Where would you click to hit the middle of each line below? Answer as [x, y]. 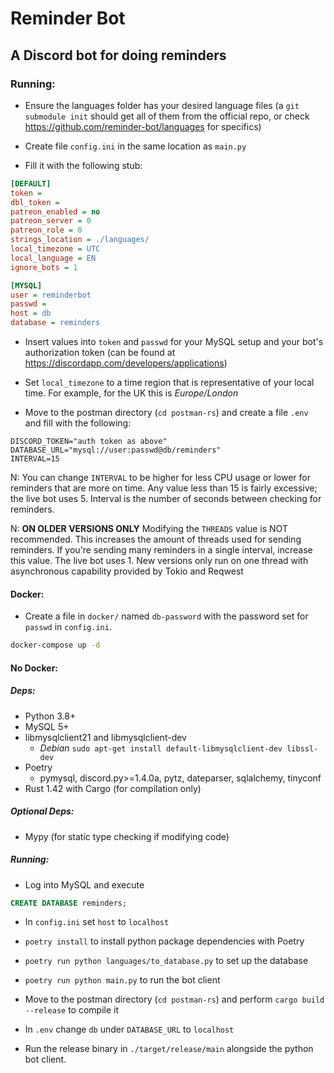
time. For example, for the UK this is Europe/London [131, 393]
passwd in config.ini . [68, 627]
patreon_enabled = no [55, 212]
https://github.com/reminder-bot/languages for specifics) [143, 126]
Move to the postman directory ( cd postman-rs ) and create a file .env [166, 412]
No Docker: [34, 668]
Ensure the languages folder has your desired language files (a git [162, 105]
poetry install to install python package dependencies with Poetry [164, 941]
